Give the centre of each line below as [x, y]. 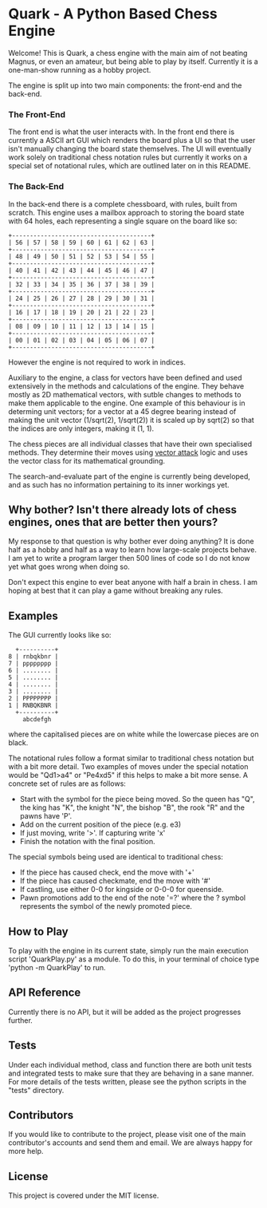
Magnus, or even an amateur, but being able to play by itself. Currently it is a [133, 61]
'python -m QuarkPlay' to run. [57, 967]
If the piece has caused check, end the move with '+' [107, 872]
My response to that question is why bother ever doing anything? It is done [131, 541]
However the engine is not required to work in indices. [97, 362]
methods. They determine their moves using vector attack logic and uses [128, 452]
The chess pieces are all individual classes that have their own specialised [130, 444]
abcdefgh [37, 720]
